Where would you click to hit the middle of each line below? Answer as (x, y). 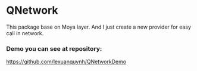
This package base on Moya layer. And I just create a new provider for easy (99, 27)
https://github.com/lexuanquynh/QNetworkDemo (66, 62)
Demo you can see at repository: (54, 48)
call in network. (25, 33)
